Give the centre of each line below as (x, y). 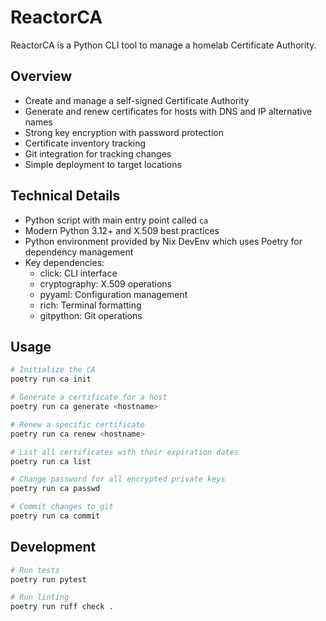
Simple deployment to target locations (103, 164)
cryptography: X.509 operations (105, 283)
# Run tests (35, 570)
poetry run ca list (51, 461)
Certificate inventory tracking (85, 143)
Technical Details (65, 196)
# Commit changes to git (62, 507)
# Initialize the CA (53, 370)
